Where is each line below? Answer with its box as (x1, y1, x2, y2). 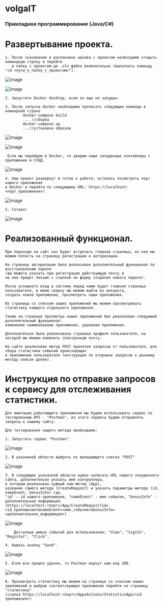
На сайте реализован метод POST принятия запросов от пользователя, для (5, 344, 157, 349)
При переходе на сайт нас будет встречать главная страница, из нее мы (5, 249, 155, 254)
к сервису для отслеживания (5, 384, 132, 395)
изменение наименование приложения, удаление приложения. (5, 322, 126, 328)
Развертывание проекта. (5, 39, 113, 50)
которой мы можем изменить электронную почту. (5, 336, 102, 340)
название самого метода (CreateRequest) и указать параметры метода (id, (5, 486, 160, 491)
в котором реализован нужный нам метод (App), (5, 481, 102, 486)
